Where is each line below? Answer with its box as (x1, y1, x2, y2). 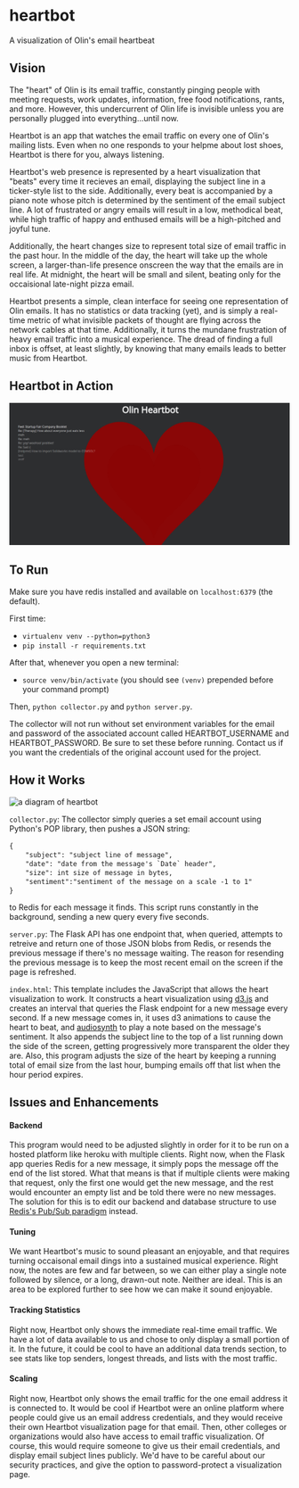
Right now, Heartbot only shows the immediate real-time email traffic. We (9, 1324, 278, 1335)
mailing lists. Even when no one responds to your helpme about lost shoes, (9, 139, 284, 150)
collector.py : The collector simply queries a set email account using (9, 814, 262, 824)
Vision (9, 61, 46, 76)
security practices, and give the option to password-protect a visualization (9, 1459, 282, 1470)
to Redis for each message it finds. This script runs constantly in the (9, 902, 259, 913)
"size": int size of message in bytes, (25, 868, 174, 877)
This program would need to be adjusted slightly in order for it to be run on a (9, 1139, 289, 1151)
